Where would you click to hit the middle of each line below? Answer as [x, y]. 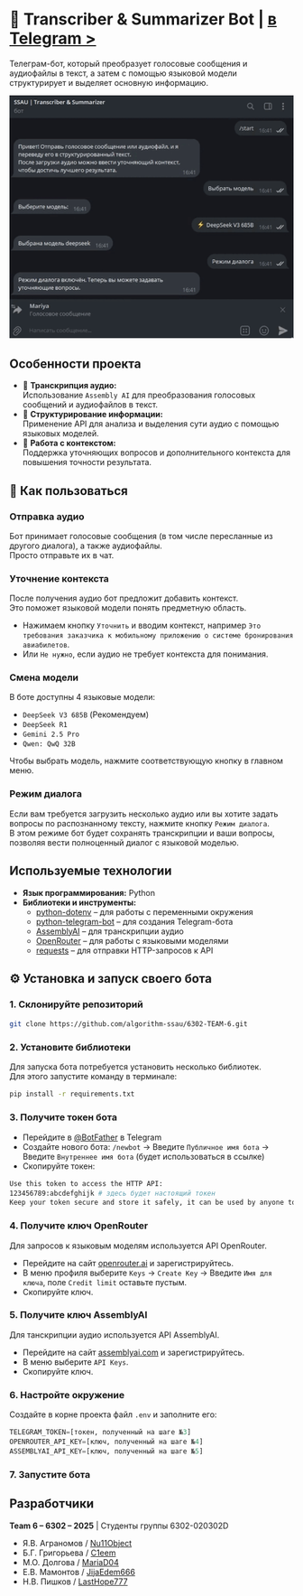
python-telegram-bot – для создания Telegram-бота [134, 921]
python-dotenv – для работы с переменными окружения [145, 911]
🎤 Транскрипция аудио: [69, 386]
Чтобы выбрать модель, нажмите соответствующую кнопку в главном [147, 761]
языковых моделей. [60, 434]
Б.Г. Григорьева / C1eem [69, 1553]
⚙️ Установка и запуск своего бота [110, 979]
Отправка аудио [47, 517]
